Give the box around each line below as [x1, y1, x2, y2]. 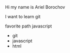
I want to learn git [5, 14, 41, 19]
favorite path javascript [5, 23, 52, 29]
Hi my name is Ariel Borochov [5, 4, 66, 10]
